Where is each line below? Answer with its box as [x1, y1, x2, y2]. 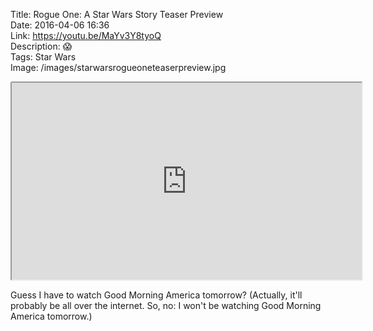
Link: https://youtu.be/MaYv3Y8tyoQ [10, 30, 162, 41]
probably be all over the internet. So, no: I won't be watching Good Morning [10, 300, 322, 311]
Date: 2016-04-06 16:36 [10, 19, 110, 31]
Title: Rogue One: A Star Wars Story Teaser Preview [10, 9, 224, 20]
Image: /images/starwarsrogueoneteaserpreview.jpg [10, 62, 227, 73]
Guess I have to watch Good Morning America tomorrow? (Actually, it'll [10, 289, 303, 301]
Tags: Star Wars [10, 51, 77, 63]
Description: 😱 [10, 40, 73, 52]
